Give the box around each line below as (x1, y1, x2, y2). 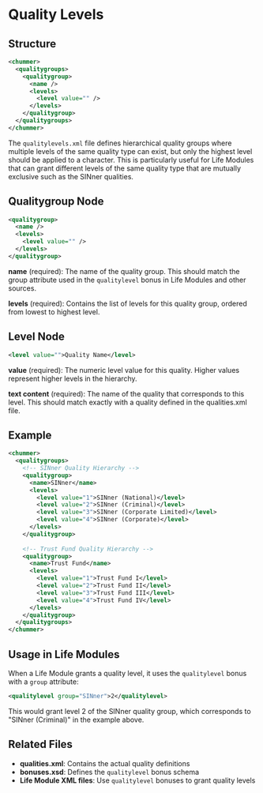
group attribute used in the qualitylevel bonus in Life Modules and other (8, 275, 246, 284)
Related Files (8, 738, 73, 751)
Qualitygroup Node (8, 195, 104, 209)
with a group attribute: (8, 677, 79, 686)
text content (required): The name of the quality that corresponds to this (8, 389, 245, 398)
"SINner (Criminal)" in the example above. (8, 715, 145, 724)
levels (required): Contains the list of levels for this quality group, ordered (8, 299, 247, 308)
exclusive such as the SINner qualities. (8, 171, 134, 181)
